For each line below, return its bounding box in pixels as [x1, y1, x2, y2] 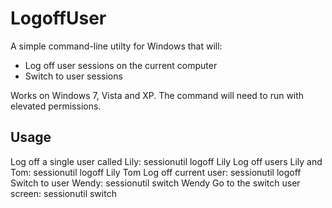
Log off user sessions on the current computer [24, 59, 218, 71]
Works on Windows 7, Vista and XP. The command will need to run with [10, 89, 305, 101]
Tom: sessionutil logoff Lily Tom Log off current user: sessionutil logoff [10, 166, 302, 178]
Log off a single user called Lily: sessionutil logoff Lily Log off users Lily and [10, 155, 323, 167]
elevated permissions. [10, 100, 102, 112]
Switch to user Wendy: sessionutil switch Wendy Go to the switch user [10, 177, 301, 189]
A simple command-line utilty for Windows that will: [10, 40, 223, 52]
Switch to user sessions [24, 70, 123, 82]
